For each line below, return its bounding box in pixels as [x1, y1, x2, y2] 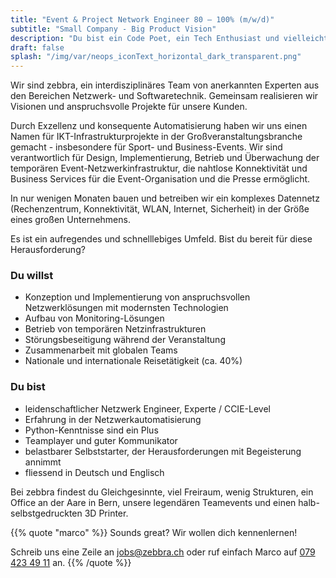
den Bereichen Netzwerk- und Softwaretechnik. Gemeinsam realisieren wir [10, 90, 319, 102]
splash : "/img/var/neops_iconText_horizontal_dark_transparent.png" [10, 52, 302, 62]
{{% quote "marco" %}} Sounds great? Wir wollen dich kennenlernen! [10, 526, 298, 538]
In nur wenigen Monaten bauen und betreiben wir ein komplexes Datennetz [10, 192, 320, 205]
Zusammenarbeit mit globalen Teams [24, 344, 178, 356]
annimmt [24, 456, 62, 468]
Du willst [10, 269, 54, 283]
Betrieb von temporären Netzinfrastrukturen [24, 323, 207, 335]
